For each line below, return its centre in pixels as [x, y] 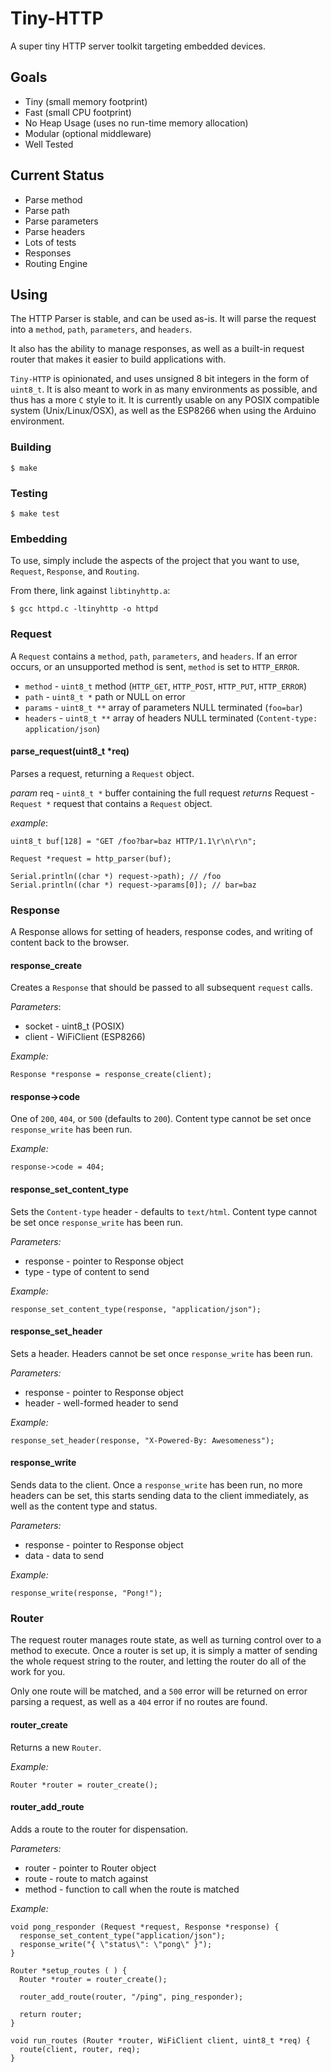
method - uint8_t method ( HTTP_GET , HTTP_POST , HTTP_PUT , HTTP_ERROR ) [166, 686]
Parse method [53, 199]
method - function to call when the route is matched [132, 1889]
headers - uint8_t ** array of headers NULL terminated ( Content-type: [171, 718]
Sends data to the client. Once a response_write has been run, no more [156, 1485]
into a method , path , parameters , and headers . [101, 329]
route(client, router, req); [80, 2049]
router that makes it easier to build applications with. [118, 359]
